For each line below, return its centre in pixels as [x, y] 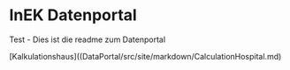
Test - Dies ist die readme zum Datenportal [88, 39]
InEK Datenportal [73, 15]
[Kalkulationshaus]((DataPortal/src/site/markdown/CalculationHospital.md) [145, 56]
